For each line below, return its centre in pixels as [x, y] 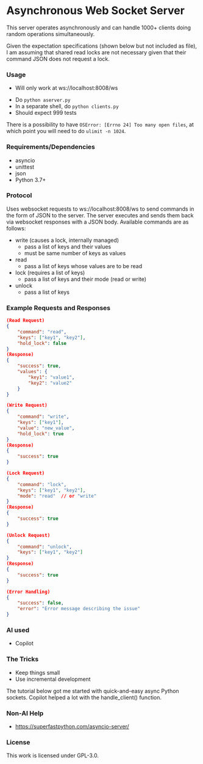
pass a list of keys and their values [68, 246]
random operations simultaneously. [51, 34]
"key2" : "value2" [50, 383]
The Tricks [23, 659]
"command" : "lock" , [42, 484]
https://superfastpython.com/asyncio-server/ [72, 726]
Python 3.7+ [30, 180]
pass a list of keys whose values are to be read [83, 266]
